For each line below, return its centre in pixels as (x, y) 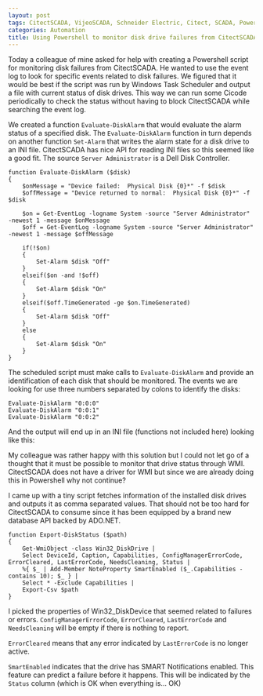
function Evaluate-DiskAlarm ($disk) (70, 173)
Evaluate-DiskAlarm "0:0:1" (54, 410)
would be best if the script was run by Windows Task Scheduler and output (129, 85)
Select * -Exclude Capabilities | (78, 583)
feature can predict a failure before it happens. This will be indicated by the (129, 675)
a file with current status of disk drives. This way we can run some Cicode (128, 93)
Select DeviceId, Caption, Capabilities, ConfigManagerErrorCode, (133, 556)
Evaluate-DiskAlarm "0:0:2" (54, 417)
